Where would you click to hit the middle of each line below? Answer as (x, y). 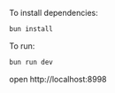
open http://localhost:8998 (58, 79)
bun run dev (31, 62)
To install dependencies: (54, 13)
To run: (22, 46)
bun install (31, 29)
